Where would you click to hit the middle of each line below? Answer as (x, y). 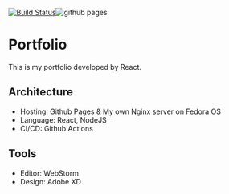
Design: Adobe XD (51, 181)
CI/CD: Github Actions (57, 128)
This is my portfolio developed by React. (75, 67)
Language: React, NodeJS (63, 119)
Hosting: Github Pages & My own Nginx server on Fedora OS (121, 111)
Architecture (41, 92)
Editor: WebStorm (49, 173)
